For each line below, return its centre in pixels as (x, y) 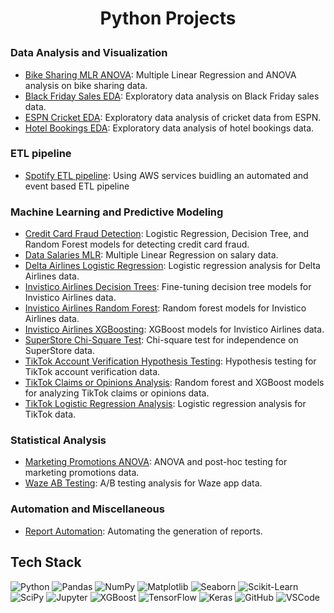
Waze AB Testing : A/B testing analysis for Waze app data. (143, 483)
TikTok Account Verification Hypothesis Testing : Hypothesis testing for (170, 361)
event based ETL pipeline (77, 186)
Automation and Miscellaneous (87, 509)
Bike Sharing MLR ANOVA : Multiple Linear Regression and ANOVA (160, 74)
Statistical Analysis (58, 440)
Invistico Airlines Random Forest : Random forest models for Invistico (165, 308)
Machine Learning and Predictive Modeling (117, 212)
